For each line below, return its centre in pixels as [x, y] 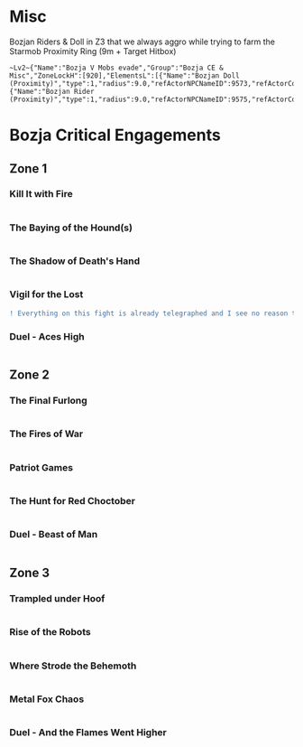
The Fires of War [46, 434]
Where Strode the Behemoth [73, 666]
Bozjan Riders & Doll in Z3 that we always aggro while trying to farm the [142, 42]
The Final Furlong [48, 401]
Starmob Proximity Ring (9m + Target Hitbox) [93, 51]
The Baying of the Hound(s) [71, 228]
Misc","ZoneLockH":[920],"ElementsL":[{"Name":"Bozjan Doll [125, 75]
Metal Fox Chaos [47, 699]
